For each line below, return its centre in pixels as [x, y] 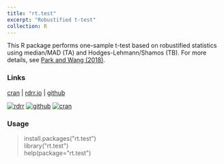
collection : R [27, 26]
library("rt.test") [46, 146]
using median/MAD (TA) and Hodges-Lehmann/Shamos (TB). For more [107, 53]
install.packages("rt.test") [60, 138]
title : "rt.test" [32, 13]
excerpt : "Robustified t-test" [52, 20]
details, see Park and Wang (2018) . [56, 60]
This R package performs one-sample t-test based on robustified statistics [112, 46]
